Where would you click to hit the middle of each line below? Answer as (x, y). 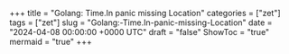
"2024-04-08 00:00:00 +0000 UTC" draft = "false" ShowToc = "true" (140, 32)
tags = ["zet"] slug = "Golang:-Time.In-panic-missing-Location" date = (141, 22)
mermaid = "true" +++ (51, 41)
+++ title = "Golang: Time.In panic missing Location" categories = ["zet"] (145, 13)
